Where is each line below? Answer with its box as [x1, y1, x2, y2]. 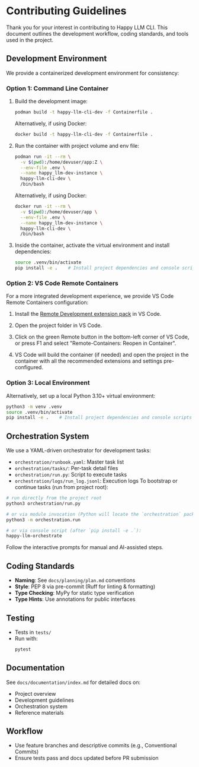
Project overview [14, 690, 56, 697]
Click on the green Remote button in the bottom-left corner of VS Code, [14, 334, 190, 341]
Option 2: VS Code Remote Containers [6, 279, 118, 287]
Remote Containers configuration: [6, 299, 89, 306]
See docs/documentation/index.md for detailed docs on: [6, 679, 141, 686]
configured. [14, 364, 43, 371]
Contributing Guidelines [6, 4, 127, 18]
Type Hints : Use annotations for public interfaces [14, 595, 136, 603]
